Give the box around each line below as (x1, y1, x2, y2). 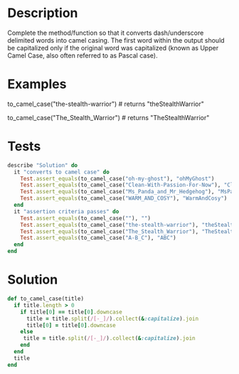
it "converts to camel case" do (14, 169, 110, 176)
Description (7, 5, 78, 21)
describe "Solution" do (7, 161, 78, 169)
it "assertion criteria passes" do (14, 208, 119, 215)
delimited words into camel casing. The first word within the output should (7, 36, 225, 44)
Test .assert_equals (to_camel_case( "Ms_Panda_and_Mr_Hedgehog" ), (20, 188, 215, 196)
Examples (7, 76, 67, 92)
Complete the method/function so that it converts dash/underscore (7, 28, 204, 37)
